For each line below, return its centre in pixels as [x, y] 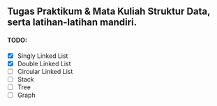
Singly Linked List [43, 56]
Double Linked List [44, 63]
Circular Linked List [45, 71]
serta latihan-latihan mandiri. [72, 23]
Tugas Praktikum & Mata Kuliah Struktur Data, [109, 12]
